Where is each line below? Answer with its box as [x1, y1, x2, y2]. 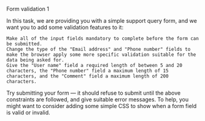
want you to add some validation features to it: [6, 24, 124, 31]
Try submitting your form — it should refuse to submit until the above [6, 89, 181, 96]
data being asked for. [6, 57, 64, 63]
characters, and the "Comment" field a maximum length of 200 [6, 73, 169, 79]
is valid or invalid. [6, 109, 50, 116]
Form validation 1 [6, 6, 49, 12]
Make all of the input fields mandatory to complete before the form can [6, 36, 199, 42]
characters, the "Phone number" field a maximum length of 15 [6, 68, 169, 74]
